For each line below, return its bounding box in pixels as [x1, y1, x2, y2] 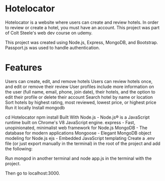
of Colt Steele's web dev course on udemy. [5, 30, 93, 36]
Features [5, 62, 42, 73]
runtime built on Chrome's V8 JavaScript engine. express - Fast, [5, 119, 135, 125]
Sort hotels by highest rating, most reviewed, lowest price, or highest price [5, 99, 157, 105]
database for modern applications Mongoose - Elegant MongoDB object [5, 130, 152, 136]
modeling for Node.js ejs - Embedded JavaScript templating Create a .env [5, 135, 155, 141]
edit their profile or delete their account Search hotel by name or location [5, 94, 153, 100]
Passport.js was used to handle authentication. [5, 45, 100, 50]
